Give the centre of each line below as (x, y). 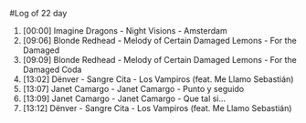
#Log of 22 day (38, 13)
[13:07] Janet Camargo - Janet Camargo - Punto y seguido (133, 89)
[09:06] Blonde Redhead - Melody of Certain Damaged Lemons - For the (159, 41)
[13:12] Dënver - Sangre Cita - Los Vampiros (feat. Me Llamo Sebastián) (157, 108)
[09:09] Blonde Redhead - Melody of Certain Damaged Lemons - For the (159, 60)
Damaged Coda (52, 69)
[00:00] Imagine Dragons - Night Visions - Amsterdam (125, 31)
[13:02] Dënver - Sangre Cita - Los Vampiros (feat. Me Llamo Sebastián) (158, 79)
